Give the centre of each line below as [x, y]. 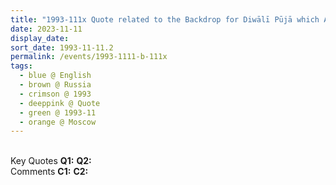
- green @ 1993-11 [58, 112]
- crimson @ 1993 [55, 94]
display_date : [40, 38]
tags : [21, 66]
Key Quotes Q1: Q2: [51, 161]
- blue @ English [55, 76]
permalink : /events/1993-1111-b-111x [89, 57]
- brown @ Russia [55, 85]
